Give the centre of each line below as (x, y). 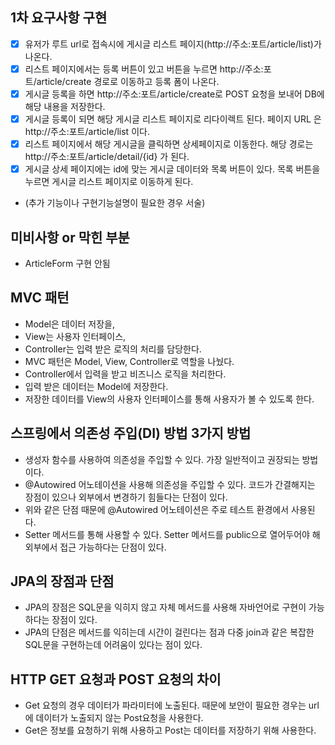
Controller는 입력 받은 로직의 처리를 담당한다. (113, 349)
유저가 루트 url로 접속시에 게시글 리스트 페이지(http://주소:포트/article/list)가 (173, 44)
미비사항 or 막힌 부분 (70, 237)
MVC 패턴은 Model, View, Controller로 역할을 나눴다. (129, 361)
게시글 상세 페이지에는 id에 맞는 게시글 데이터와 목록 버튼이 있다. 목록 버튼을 (172, 169)
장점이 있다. (74, 620)
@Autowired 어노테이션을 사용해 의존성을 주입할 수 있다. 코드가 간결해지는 (170, 484)
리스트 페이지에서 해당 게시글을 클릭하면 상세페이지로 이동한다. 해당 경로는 (169, 144)
